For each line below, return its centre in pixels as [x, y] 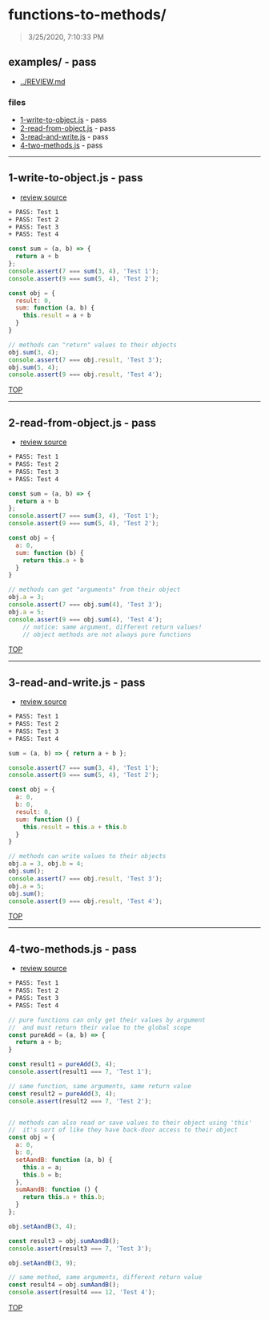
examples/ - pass [52, 62]
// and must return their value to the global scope [100, 1027]
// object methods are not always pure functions [107, 634]
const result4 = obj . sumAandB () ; [64, 1285]
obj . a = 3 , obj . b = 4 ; [46, 864]
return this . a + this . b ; [64, 1197]
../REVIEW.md [42, 81]
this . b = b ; [42, 1175]
